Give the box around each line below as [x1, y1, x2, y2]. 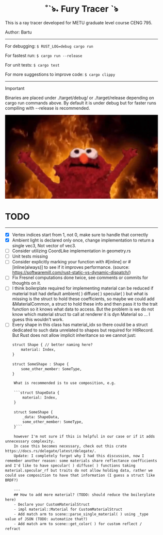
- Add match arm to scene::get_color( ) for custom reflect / [14, 521, 142, 527]
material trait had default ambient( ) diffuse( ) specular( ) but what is [12, 291, 148, 297]
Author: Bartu [5, 29, 32, 35]
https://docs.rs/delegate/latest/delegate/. [5, 449, 97, 454]
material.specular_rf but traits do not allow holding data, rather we [5, 468, 153, 473]
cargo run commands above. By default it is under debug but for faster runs [5, 100, 157, 105]
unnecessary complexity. [5, 439, 55, 444]
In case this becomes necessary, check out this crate [14, 444, 127, 449]
